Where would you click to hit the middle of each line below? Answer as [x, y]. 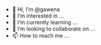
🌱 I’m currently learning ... [45, 22]
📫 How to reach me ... [40, 36]
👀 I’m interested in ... [38, 16]
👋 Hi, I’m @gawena [36, 9]
